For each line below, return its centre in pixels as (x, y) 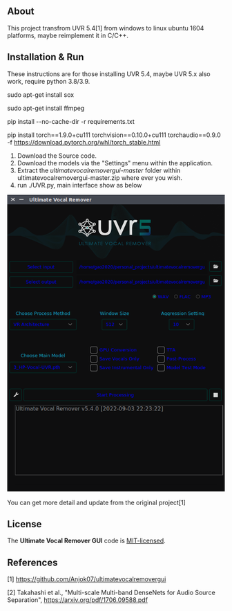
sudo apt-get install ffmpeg (46, 108)
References (32, 562)
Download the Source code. (57, 156)
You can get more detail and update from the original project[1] (97, 502)
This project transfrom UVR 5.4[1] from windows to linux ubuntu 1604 (106, 28)
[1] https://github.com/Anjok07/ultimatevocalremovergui (87, 579)
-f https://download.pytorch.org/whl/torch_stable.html (84, 142)
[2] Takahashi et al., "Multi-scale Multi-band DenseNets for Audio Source (111, 593)
